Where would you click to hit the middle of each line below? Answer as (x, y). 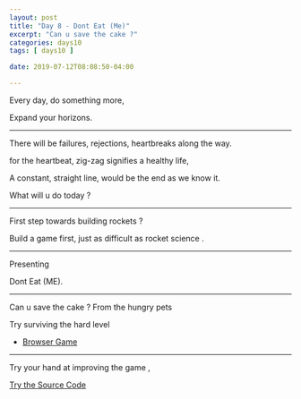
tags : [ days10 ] (42, 51)
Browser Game (50, 342)
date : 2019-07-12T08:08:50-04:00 (72, 67)
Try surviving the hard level (60, 324)
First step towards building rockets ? (76, 221)
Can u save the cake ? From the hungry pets (91, 307)
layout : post (34, 17)
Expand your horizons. (51, 118)
